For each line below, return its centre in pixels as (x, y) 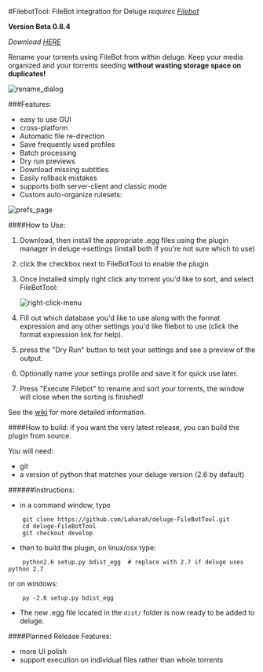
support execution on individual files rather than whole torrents (121, 660)
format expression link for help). (71, 334)
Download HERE (35, 42)
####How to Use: (37, 225)
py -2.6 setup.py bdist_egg (68, 598)
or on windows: (33, 584)
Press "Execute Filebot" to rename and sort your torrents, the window (132, 389)
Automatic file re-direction (62, 136)
